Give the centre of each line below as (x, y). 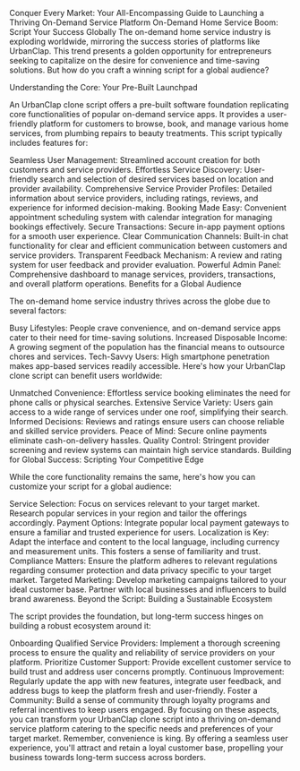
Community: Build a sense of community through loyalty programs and (140, 700)
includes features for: (49, 143)
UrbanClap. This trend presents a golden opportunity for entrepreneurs (141, 51)
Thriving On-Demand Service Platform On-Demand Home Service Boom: (144, 22)
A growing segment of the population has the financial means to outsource (147, 347)
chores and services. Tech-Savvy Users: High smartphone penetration (140, 356)
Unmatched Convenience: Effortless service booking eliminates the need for (150, 393)
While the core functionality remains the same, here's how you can (133, 477)
